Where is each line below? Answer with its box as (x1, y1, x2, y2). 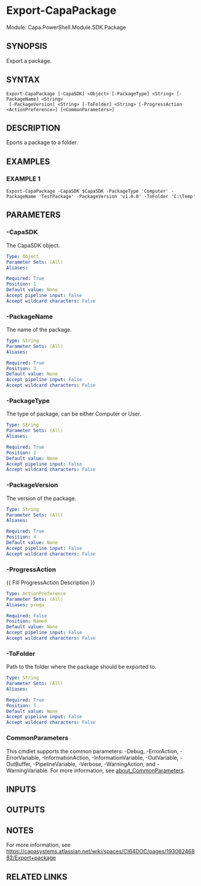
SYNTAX (6, 75, 40, 85)
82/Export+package (6, 854, 56, 861)
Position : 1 (6, 281, 36, 287)
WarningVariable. (6, 766, 49, 774)
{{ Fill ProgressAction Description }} (6, 579, 95, 586)
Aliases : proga (6, 602, 45, 608)
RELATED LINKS (6, 872, 68, 882)
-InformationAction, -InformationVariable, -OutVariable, (42, 754, 179, 761)
